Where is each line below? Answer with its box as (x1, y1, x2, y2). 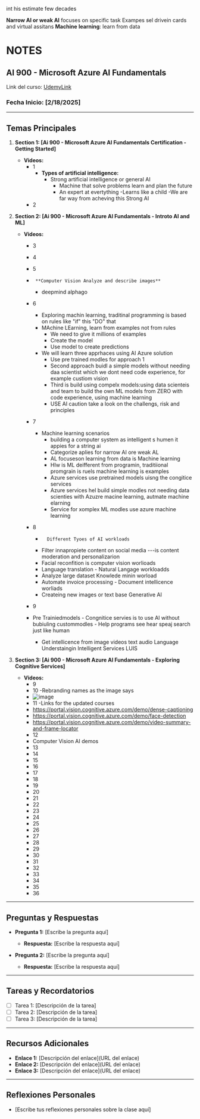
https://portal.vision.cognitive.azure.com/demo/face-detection (32, 712, 186, 719)
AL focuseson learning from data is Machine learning (50, 455, 180, 462)
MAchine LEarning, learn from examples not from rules (41, 324, 176, 332)
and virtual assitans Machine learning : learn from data (6, 23, 140, 30)
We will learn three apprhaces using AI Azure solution (41, 350, 173, 357)
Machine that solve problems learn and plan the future (59, 182, 192, 190)
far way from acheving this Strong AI (59, 195, 149, 202)
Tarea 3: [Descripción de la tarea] (14, 1015, 98, 1022)
